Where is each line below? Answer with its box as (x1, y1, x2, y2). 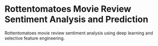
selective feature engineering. (4, 35, 65, 41)
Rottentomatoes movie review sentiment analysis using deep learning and (4, 30, 154, 36)
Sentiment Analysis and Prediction (4, 14, 149, 25)
